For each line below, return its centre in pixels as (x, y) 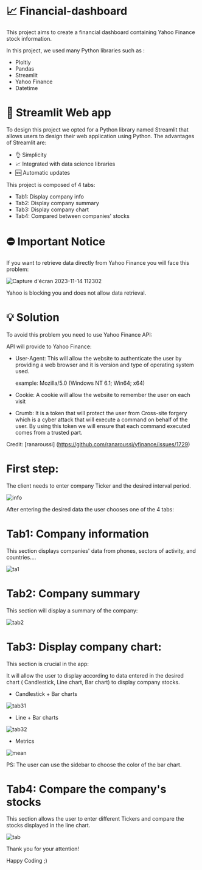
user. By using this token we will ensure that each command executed (103, 426)
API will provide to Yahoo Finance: (49, 346)
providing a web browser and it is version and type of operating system (104, 365)
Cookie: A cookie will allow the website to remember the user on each (103, 395)
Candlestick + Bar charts (46, 693)
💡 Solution (33, 317)
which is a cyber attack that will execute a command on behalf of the (101, 419)
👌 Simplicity (31, 155)
